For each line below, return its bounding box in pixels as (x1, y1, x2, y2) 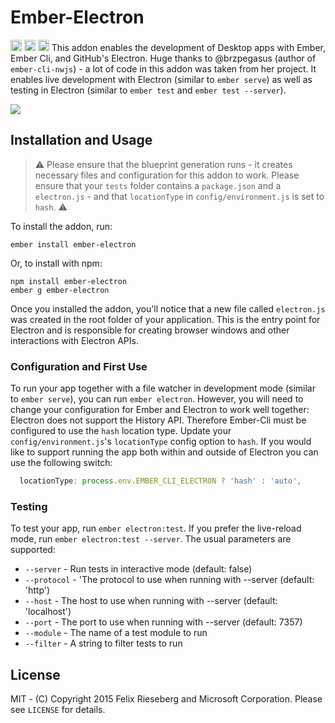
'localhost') (24, 606, 72, 618)
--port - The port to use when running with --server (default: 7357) (24, 616, 303, 628)
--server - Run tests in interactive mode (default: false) (24, 563, 253, 575)
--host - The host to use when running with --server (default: (24, 595, 278, 607)
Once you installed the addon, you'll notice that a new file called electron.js (10, 302, 326, 315)
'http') (24, 584, 51, 596)
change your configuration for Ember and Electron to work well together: (10, 404, 310, 416)
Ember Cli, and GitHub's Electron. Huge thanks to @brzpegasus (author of (10, 52, 317, 64)
